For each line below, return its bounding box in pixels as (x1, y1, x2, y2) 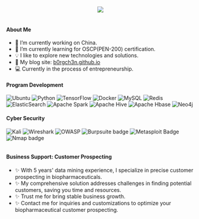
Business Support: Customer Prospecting (6, 153, 112, 160)
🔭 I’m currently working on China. (14, 39, 97, 47)
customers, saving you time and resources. (14, 186, 121, 193)
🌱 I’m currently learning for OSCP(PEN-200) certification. (14, 45, 156, 53)
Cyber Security (6, 115, 45, 121)
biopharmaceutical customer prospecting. (14, 206, 118, 213)
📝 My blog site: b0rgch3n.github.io (14, 59, 100, 66)
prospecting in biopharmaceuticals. (14, 173, 103, 180)
